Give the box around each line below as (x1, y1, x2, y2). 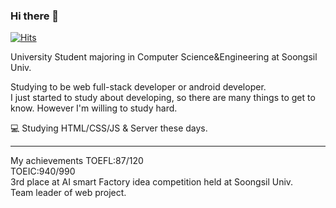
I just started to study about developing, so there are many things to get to (10, 92, 316, 104)
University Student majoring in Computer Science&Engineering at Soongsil (10, 51, 318, 63)
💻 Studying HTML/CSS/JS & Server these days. (10, 122, 208, 134)
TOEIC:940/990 (10, 165, 76, 178)
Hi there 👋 (10, 9, 60, 23)
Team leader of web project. (10, 187, 127, 199)
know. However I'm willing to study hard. (10, 102, 178, 114)
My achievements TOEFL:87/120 (10, 155, 144, 167)
